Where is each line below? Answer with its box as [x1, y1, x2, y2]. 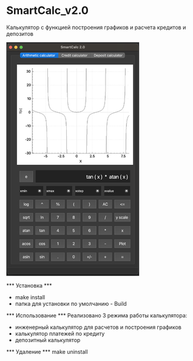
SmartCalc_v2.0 [6, 4, 89, 18]
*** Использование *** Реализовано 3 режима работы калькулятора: [6, 311, 188, 319]
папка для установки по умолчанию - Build [15, 300, 127, 307]
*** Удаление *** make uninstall [6, 348, 88, 355]
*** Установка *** [6, 282, 53, 289]
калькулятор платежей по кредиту [15, 330, 105, 337]
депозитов [6, 30, 33, 37]
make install [15, 293, 46, 300]
